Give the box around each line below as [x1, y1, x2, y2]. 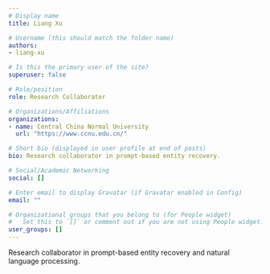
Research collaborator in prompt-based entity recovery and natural [8, 247, 231, 257]
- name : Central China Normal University [8, 122, 149, 131]
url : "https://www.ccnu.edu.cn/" [15, 130, 128, 138]
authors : [8, 41, 38, 49]
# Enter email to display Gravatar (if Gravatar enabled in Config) [8, 189, 243, 197]
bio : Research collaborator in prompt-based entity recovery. [8, 152, 221, 160]
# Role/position [8, 85, 63, 93]
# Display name [8, 11, 59, 20]
